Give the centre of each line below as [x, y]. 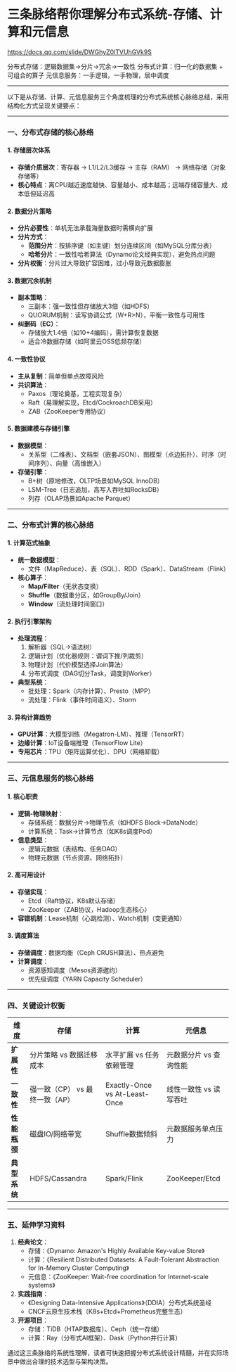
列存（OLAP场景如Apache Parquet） [81, 498]
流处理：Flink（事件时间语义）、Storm [82, 700]
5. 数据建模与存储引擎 [39, 428]
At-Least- [132, 1094]
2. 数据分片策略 [29, 211]
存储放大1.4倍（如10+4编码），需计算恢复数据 [93, 333]
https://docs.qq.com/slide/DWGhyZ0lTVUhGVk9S [80, 52]
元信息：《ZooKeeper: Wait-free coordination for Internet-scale [118, 1276]
